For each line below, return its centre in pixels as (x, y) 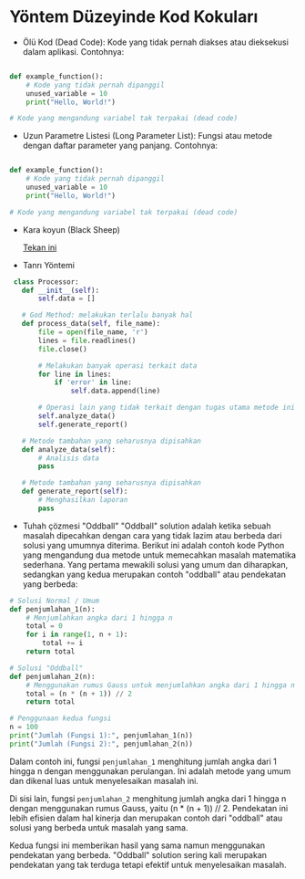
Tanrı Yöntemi (49, 265)
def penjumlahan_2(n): (52, 676)
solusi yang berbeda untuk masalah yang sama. (99, 827)
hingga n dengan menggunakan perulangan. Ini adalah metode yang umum (150, 771)
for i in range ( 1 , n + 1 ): (77, 635)
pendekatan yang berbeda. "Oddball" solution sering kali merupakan (138, 854)
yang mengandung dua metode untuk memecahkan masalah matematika (159, 555)
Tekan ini (40, 247)
